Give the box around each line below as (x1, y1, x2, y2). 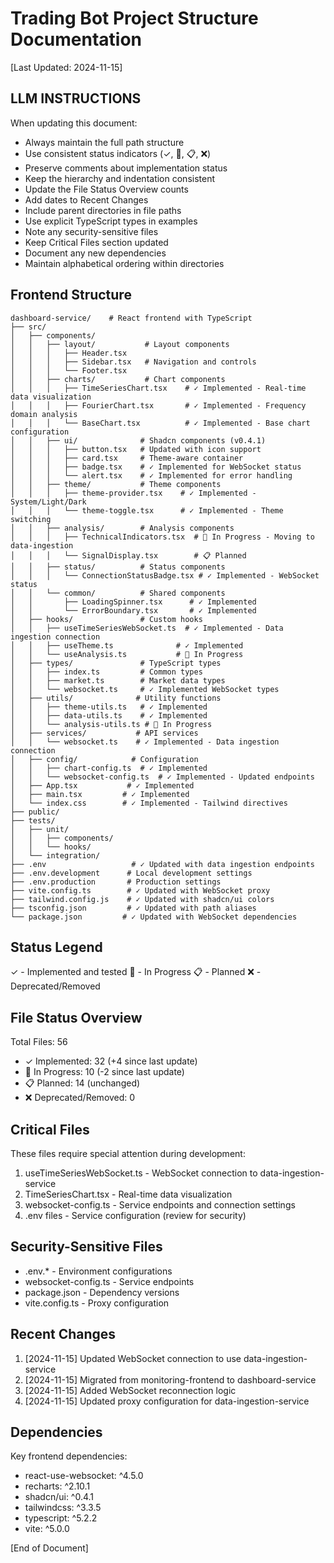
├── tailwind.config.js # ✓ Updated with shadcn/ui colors (10, 894, 275, 904)
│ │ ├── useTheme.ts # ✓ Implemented (10, 640, 244, 651)
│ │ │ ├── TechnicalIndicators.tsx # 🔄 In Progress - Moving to (10, 532, 315, 542)
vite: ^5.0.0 (24, 1523, 70, 1535)
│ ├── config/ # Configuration (10, 754, 199, 764)
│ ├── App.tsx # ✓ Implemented (10, 780, 195, 791)
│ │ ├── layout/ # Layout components (10, 339, 230, 349)
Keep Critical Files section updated (24, 236, 169, 248)
